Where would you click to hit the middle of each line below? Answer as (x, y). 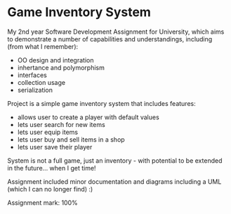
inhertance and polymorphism (61, 67)
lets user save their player (55, 147)
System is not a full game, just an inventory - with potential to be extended (115, 160)
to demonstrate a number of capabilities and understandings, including (110, 39)
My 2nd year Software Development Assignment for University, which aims (116, 32)
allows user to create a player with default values (88, 117)
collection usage (41, 82)
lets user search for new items (61, 124)
